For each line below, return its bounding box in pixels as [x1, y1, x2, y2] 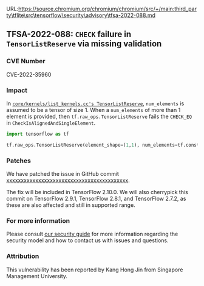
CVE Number [6, 57, 46, 66]
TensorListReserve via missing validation [6, 39, 162, 49]
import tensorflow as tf [6, 131, 69, 137]
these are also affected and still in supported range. [6, 201, 135, 209]
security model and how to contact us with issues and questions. [6, 237, 169, 244]
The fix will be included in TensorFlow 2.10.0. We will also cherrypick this [6, 189, 188, 196]
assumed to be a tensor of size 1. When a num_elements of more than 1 [6, 106, 181, 113]
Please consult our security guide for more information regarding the [6, 231, 178, 238]
